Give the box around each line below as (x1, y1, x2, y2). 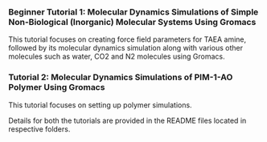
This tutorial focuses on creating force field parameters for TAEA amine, (8, 34, 247, 44)
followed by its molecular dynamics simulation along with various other (8, 43, 244, 53)
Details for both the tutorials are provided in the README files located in (8, 116, 247, 125)
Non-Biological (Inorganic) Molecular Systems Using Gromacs (8, 16, 257, 27)
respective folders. (8, 124, 71, 134)
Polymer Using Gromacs (8, 82, 105, 93)
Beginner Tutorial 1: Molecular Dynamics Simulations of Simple (8, 6, 259, 18)
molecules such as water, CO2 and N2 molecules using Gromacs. (8, 51, 225, 62)
